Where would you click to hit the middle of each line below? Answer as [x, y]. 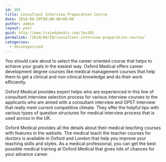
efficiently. [16, 82]
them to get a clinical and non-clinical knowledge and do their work [74, 77]
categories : [17, 42]
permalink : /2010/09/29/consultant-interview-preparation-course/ [75, 38]
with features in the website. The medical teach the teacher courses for [78, 133]
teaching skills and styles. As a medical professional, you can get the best [81, 143]
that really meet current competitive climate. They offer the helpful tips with [82, 107]
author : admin [20, 24]
